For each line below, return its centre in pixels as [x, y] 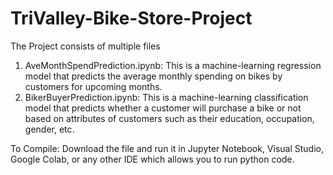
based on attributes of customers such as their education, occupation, [169, 118]
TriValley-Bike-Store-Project [131, 18]
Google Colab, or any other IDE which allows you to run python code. [152, 159]
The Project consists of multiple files [85, 46]
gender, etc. [49, 129]
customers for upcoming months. [93, 86]
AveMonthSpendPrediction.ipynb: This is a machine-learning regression [173, 65]
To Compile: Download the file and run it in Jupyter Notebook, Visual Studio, [167, 148]
